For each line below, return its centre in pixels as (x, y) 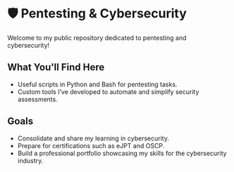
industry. (30, 160)
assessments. (37, 99)
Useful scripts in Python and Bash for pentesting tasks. (97, 84)
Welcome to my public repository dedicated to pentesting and (97, 38)
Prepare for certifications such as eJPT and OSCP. (91, 145)
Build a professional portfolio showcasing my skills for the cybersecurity (122, 153)
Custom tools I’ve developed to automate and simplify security (108, 91)
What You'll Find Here (56, 67)
